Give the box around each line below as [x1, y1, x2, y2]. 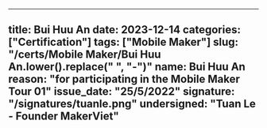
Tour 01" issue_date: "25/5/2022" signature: [8, 85, 235, 99]
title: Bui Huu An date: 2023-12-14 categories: [8, 23, 241, 36]
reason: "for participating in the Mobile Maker [8, 73, 241, 86]
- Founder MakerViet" [8, 110, 119, 123]
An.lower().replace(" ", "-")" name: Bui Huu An [8, 60, 246, 73]
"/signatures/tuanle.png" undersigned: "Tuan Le [8, 97, 257, 111]
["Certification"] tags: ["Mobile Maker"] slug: [8, 36, 239, 49]
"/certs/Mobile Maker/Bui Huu [8, 48, 161, 62]
